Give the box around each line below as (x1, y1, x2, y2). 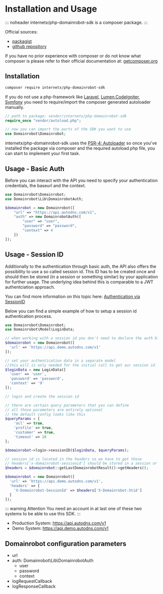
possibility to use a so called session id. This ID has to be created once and (5, 268, 155, 274)
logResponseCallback (12, 583, 56, 589)
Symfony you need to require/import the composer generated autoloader (5, 99, 151, 105)
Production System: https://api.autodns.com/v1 (12, 520, 106, 526)
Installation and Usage (5, 3, 97, 15)
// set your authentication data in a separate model (5, 358, 116, 363)
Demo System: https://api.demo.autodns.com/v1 (12, 525, 109, 531)
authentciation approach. (5, 284, 55, 290)
